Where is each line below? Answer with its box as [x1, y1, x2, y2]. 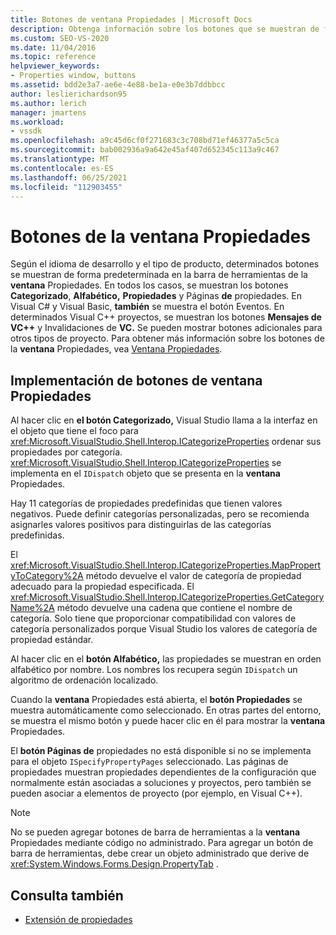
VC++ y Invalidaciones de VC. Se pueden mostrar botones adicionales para [10, 322, 323, 334]
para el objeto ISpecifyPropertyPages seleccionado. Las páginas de [10, 756, 289, 768]
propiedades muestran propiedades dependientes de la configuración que [10, 766, 317, 778]
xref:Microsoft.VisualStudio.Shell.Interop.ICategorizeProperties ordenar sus [10, 436, 322, 448]
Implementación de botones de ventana [10, 372, 263, 389]
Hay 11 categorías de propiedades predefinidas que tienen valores [10, 497, 283, 510]
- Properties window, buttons [10, 71, 137, 81]
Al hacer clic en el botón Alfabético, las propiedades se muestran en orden [10, 653, 322, 665]
